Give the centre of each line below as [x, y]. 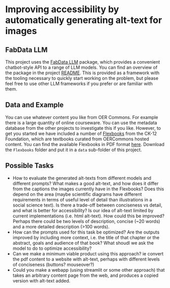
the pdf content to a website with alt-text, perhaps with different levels [86, 259]
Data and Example [35, 105]
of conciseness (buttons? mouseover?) [54, 264]
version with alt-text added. [41, 280]
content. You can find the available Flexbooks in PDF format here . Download [85, 144]
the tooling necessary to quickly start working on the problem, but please [82, 78]
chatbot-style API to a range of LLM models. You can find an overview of [81, 67]
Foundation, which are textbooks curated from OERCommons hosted [77, 139]
